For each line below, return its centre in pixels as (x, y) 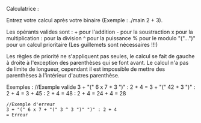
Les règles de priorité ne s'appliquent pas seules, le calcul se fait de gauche (100, 56)
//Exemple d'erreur (31, 104)
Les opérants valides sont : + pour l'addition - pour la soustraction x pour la (100, 32)
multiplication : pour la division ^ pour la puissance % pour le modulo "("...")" (101, 38)
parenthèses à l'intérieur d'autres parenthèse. (63, 75)
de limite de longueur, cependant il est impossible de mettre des (86, 69)
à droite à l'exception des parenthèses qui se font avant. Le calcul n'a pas (97, 63)
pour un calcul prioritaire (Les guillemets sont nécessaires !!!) (82, 45)
